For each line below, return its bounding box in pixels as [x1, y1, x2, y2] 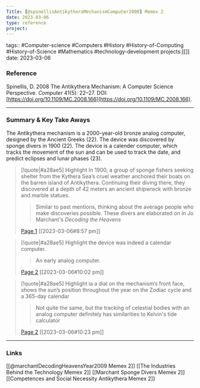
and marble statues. [20, 191, 70, 198]
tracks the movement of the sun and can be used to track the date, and [6, 148, 181, 156]
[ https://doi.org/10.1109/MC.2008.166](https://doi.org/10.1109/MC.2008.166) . [6, 95, 192, 103]
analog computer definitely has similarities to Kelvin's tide [35, 311, 177, 318]
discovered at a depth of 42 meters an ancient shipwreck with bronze [20, 185, 192, 193]
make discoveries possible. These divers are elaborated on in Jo [35, 209, 194, 216]
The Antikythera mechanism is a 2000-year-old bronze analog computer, [6, 129, 186, 136]
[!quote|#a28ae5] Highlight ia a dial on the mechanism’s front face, [20, 280, 185, 287]
